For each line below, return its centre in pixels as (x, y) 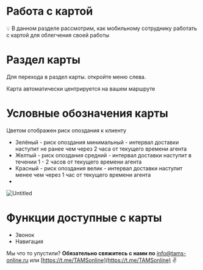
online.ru (17, 260)
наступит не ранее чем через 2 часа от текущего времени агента (101, 149)
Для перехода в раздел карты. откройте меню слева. (76, 77)
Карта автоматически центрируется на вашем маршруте (81, 88)
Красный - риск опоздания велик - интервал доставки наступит (99, 168)
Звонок (25, 234)
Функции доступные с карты (84, 218)
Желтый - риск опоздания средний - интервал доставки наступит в (103, 155)
